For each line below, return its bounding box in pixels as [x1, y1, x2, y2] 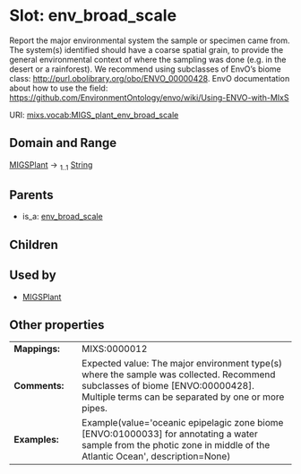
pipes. [82, 402, 107, 415]
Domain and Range [9, 135, 117, 151]
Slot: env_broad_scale [9, 5, 177, 26]
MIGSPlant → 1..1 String [9, 159, 93, 172]
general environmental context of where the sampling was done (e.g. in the [9, 54, 287, 65]
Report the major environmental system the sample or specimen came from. [9, 35, 290, 46]
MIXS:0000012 [82, 342, 148, 355]
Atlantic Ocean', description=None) [82, 450, 231, 462]
